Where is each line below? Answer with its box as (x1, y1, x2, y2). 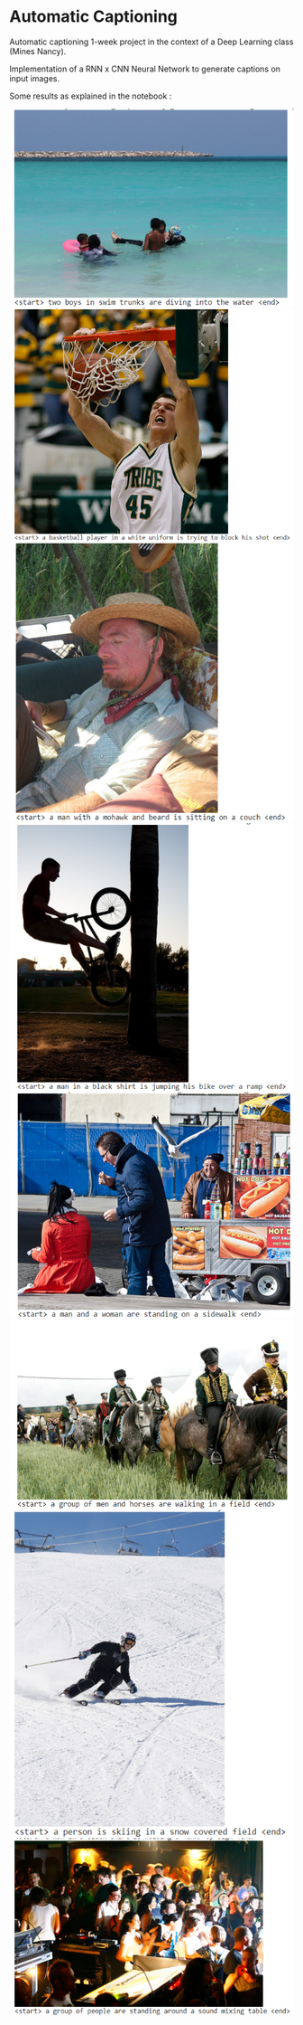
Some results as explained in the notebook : (9, 90, 172, 101)
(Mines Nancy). (9, 45, 67, 56)
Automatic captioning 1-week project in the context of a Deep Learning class (9, 36, 294, 47)
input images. (9, 72, 60, 83)
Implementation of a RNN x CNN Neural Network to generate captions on (9, 63, 281, 74)
